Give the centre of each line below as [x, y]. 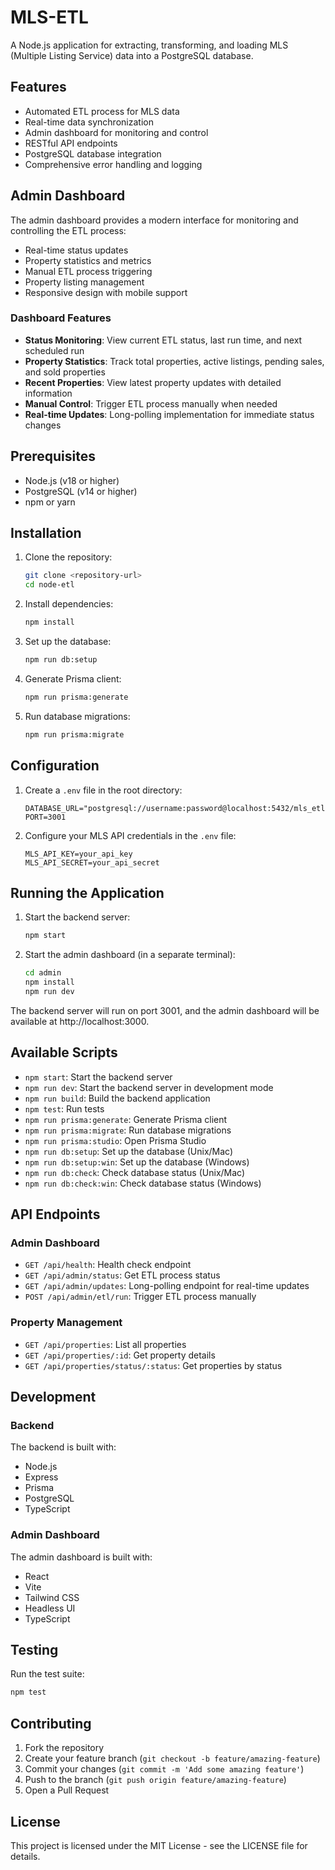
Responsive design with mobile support [106, 292]
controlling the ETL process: [68, 230]
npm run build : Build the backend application [117, 1098]
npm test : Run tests [64, 1108]
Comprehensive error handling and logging [113, 164]
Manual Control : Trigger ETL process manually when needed [151, 403]
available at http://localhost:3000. [80, 1021]
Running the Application [87, 892]
